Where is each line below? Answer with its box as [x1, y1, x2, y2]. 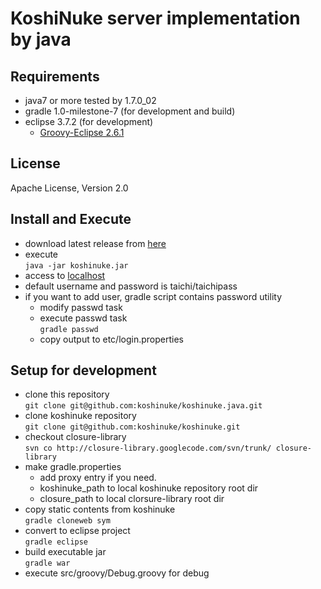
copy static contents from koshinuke [24, 503, 176, 516]
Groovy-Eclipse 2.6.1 [39, 127, 125, 138]
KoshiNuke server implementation [10, 7, 301, 30]
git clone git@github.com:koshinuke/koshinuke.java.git [24, 401, 263, 411]
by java [10, 28, 72, 51]
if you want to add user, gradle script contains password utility [24, 290, 283, 302]
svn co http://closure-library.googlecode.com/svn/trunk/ [24, 443, 272, 454]
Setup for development [10, 362, 157, 379]
